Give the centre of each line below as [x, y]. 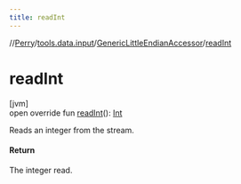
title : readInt [37, 17]
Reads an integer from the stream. [72, 130]
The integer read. [41, 170]
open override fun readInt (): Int [66, 113]
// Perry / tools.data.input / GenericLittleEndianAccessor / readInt [120, 43]
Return [22, 150]
